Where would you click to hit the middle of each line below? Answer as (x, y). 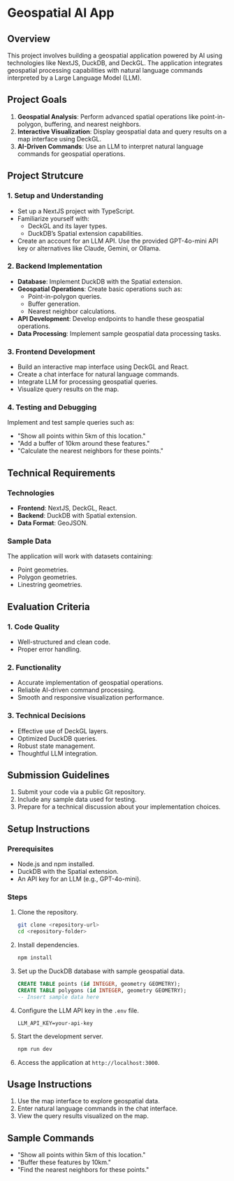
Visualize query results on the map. (68, 389)
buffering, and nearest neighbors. (93, 124)
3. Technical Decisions (46, 716)
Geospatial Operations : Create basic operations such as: (100, 289)
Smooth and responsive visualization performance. (90, 698)
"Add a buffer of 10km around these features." (83, 444)
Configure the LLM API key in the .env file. (78, 1010)
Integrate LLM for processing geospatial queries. (88, 382)
